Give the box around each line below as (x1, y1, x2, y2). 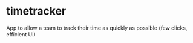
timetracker (6, 4, 67, 18)
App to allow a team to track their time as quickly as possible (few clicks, (6, 24, 188, 31)
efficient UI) (6, 30, 36, 38)
